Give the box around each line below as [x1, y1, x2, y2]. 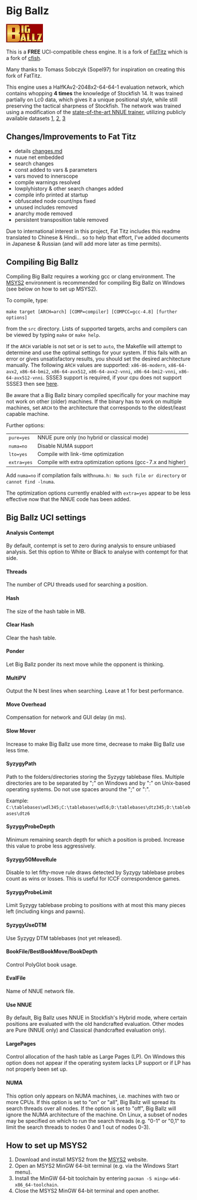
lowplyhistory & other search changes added [14, 185, 123, 192]
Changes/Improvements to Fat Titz [6, 132, 136, 142]
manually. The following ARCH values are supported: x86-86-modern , [6, 361, 168, 368]
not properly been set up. [6, 1066, 68, 1073]
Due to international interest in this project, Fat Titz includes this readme [6, 228, 181, 235]
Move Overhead [6, 701, 46, 708]
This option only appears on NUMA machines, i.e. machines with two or [6, 1092, 180, 1099]
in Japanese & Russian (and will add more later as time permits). [6, 240, 162, 247]
